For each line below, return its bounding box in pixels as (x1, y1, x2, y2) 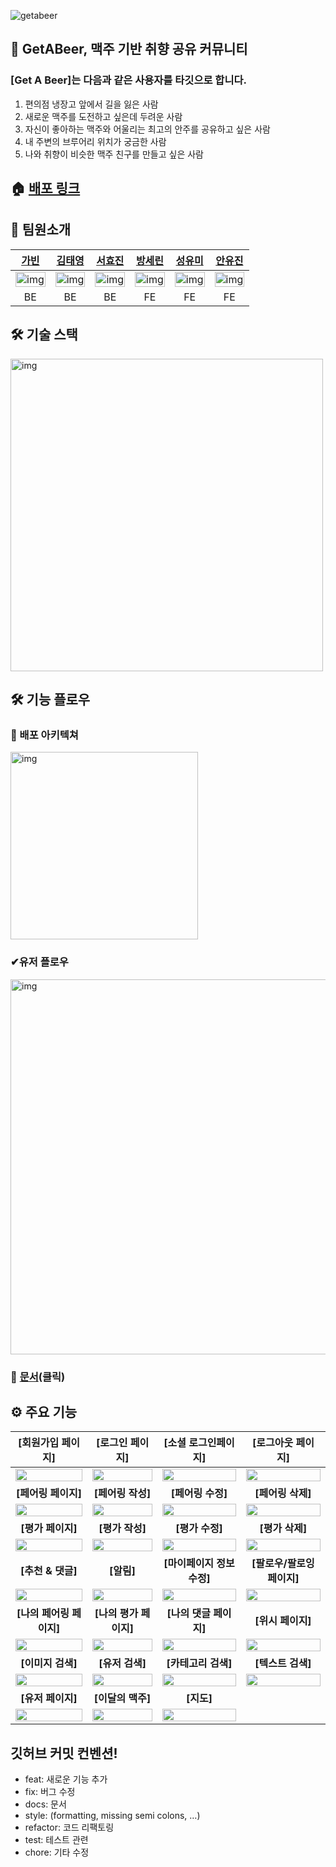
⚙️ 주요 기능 (10, 1404, 78, 1420)
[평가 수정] (175, 1521, 223, 1535)
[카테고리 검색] (166, 1656, 233, 1670)
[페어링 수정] (170, 1486, 228, 1500)
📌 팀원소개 (10, 221, 72, 239)
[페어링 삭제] (254, 1486, 312, 1500)
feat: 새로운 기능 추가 (24, 1773, 108, 1785)
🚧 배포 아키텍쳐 (10, 728, 79, 742)
